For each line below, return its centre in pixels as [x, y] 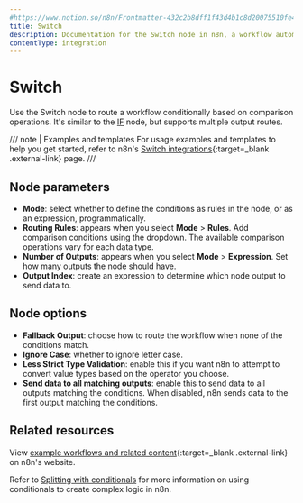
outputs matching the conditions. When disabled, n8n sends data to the [155, 392]
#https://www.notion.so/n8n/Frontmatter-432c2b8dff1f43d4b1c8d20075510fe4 [153, 18]
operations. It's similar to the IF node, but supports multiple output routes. [146, 122]
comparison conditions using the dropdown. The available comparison [153, 237]
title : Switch [36, 26]
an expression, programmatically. [84, 218]
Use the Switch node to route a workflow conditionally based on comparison [151, 113]
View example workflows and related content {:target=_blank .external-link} [149, 453]
